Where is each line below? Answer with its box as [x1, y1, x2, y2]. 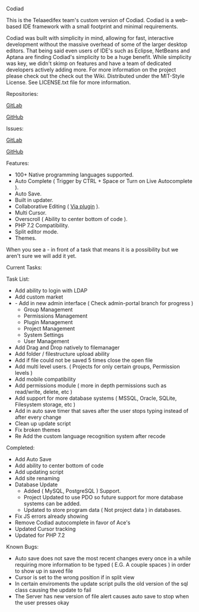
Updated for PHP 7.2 [14, 532, 65, 539]
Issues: [6, 125, 24, 132]
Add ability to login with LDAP [14, 287, 88, 294]
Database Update [14, 481, 58, 488]
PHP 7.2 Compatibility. [14, 222, 70, 229]
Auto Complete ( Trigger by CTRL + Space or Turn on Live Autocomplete [14, 178, 193, 184]
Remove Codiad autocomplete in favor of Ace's [14, 519, 131, 526]
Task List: [6, 275, 30, 282]
